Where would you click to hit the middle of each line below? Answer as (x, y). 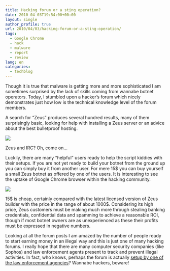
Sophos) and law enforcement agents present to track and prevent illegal (82, 252)
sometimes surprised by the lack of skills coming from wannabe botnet (79, 91)
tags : (11, 34)
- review (19, 57)
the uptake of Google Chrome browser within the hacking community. (78, 179)
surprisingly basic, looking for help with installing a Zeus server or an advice (85, 123)
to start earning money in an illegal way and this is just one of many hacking (84, 241)
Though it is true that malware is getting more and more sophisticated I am (83, 86)
